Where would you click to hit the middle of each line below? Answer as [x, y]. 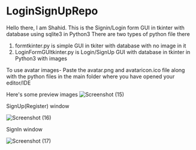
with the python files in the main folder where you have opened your [91, 76]
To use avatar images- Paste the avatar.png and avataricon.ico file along [96, 70]
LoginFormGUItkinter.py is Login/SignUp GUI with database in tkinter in [102, 52]
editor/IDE [19, 83]
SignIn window [25, 129]
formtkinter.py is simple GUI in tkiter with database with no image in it [100, 46]
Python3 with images [41, 58]
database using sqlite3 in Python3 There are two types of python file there [98, 34]
